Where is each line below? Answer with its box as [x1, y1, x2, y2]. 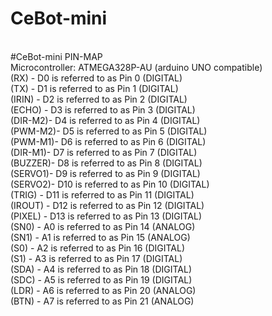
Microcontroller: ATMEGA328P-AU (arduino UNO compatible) [10, 61, 263, 73]
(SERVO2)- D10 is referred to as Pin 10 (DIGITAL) [10, 178, 210, 190]
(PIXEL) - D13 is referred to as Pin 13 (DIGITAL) [10, 210, 203, 222]
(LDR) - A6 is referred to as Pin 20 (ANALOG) [10, 284, 197, 296]
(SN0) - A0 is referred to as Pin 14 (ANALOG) [10, 220, 196, 232]
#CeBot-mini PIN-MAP [10, 50, 103, 62]
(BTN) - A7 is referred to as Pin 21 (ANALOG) [10, 295, 195, 307]
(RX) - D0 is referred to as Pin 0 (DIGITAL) [10, 72, 183, 84]
